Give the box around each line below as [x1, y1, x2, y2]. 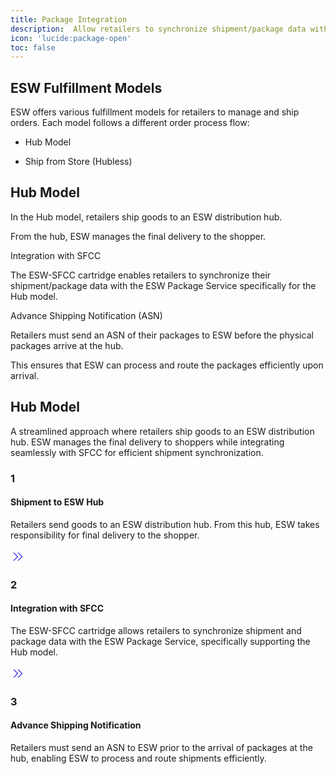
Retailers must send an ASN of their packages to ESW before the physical [10, 329, 314, 341]
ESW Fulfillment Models [10, 79, 163, 96]
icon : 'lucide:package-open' [10, 33, 132, 43]
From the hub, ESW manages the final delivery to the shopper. [10, 230, 267, 242]
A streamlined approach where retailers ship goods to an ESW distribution [10, 425, 315, 437]
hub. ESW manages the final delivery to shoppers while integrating [10, 436, 285, 448]
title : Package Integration [10, 14, 128, 25]
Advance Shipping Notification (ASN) [10, 309, 163, 321]
